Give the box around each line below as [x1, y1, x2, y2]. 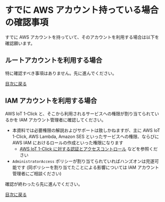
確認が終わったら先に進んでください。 [5, 181, 83, 187]
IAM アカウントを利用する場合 [5, 97, 98, 105]
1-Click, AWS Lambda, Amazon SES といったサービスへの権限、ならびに [12, 133, 159, 139]
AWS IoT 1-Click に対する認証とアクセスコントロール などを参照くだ [19, 146, 158, 152]
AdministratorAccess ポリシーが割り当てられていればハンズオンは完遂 [12, 158, 155, 164]
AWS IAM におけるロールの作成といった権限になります [12, 139, 124, 146]
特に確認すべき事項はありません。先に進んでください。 [5, 70, 117, 76]
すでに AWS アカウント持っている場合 [5, 4, 159, 16]
